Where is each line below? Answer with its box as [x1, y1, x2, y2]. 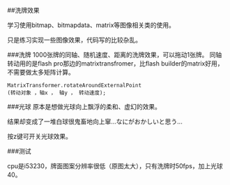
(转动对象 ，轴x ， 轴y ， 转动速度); [7, 89, 107, 96]
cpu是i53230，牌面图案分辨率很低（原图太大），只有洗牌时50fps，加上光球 [7, 162, 223, 170]
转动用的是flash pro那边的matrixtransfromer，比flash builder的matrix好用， [7, 59, 224, 68]
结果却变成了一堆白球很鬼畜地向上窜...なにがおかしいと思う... [7, 117, 183, 126]
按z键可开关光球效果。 [7, 132, 72, 140]
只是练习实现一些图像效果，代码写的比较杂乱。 [7, 36, 141, 44]
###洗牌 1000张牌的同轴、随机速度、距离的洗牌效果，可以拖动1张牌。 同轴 [7, 51, 222, 59]
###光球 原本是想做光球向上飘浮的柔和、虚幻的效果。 [7, 103, 162, 110]
